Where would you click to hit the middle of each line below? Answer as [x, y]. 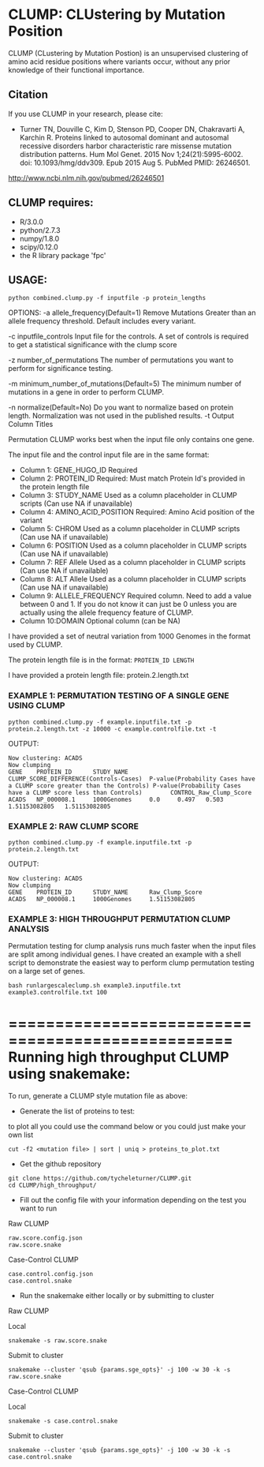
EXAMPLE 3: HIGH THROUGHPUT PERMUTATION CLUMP [119, 919]
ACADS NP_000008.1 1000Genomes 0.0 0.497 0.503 [116, 799]
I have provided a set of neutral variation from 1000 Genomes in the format [129, 636]
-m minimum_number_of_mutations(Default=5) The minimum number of [125, 384]
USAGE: [28, 280]
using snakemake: [69, 1074]
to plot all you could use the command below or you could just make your [127, 1127]
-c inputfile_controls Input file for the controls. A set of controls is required [128, 336]
